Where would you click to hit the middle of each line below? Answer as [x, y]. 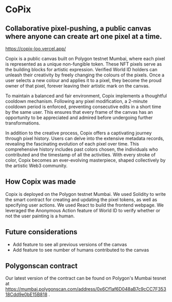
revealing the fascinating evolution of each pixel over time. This [72, 144]
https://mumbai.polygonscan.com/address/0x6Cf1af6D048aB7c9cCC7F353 [86, 289]
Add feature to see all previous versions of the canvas [70, 244]
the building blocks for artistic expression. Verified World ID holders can [81, 69]
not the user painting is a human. [40, 216]
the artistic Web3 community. [36, 166]
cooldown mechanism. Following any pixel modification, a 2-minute [77, 101]
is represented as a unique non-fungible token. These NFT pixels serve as [84, 64]
